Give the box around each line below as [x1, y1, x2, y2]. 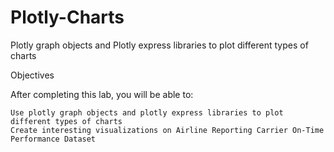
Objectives [10, 69, 55, 81]
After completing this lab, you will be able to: [10, 88, 194, 100]
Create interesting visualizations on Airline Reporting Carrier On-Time [10, 125, 325, 135]
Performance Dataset [10, 134, 97, 144]
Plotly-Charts [10, 6, 125, 29]
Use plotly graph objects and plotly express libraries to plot [10, 107, 284, 118]
